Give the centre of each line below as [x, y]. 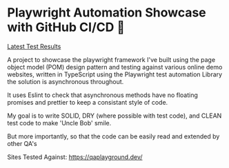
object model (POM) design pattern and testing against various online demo [115, 67]
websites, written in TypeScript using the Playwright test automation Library [115, 74]
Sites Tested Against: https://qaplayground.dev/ [75, 157]
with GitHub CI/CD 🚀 [66, 27]
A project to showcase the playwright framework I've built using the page [111, 59]
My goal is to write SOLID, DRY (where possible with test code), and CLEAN [114, 116]
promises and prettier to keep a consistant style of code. [88, 102]
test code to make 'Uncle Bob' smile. [59, 123]
